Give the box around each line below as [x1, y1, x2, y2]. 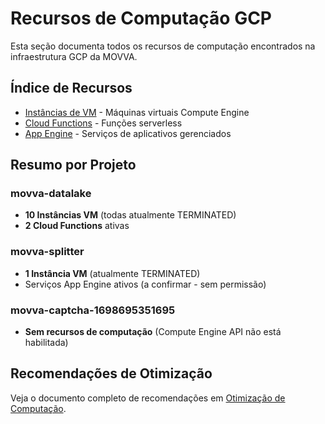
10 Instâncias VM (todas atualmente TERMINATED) [24, 209, 237, 221]
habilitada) [24, 337, 69, 349]
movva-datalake [10, 187, 92, 201]
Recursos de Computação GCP [10, 7, 273, 30]
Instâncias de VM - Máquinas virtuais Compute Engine [24, 106, 250, 118]
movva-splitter [10, 245, 85, 259]
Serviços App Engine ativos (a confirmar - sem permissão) [24, 278, 267, 290]
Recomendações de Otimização [10, 365, 213, 382]
